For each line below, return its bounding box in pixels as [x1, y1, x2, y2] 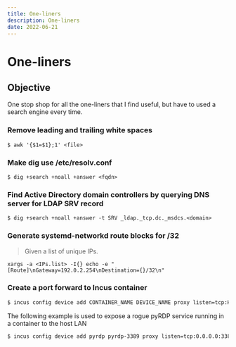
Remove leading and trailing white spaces [7, 125, 153, 135]
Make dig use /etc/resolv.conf [7, 158, 112, 168]
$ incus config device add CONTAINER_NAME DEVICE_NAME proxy [7, 298, 190, 306]
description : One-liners [7, 17, 80, 24]
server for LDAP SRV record [7, 198, 104, 208]
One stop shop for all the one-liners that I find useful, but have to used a [7, 100, 216, 109]
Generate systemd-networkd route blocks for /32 [7, 231, 179, 241]
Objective [7, 82, 51, 94]
